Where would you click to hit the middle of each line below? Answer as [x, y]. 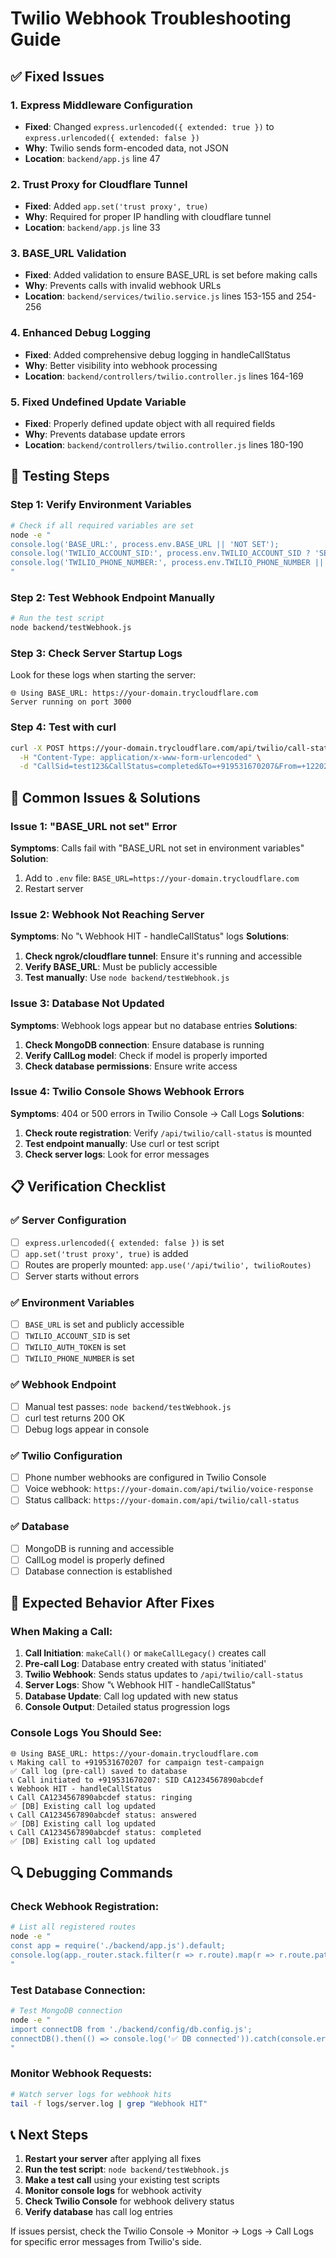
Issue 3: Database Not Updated [87, 1004]
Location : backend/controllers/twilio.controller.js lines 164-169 [164, 376]
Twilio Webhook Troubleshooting [151, 18]
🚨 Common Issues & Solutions [105, 797]
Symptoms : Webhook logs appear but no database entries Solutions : [154, 1025]
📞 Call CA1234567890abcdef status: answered [103, 1815]
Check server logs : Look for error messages [117, 1154]
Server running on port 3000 [71, 702]
